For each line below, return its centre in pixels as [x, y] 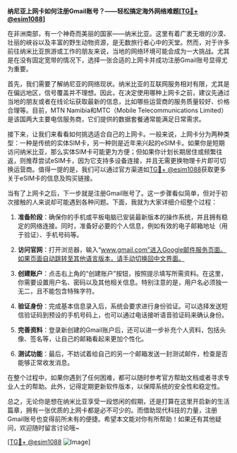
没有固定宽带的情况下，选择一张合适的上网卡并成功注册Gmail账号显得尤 [123, 60]
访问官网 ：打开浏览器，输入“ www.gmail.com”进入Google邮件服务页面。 [122, 249]
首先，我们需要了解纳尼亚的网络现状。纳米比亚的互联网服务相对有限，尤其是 [119, 84]
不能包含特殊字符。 [70, 291]
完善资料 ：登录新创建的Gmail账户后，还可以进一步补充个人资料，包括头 [122, 330]
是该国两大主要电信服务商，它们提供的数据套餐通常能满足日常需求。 [106, 119]
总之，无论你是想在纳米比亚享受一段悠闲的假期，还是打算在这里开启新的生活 [119, 401]
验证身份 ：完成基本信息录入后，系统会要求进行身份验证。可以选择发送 [120, 306]
